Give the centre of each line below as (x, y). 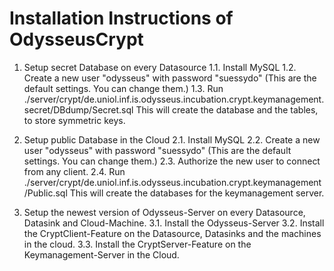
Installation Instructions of (121, 18)
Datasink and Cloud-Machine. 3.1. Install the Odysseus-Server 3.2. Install (174, 223)
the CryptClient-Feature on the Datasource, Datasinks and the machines (172, 233)
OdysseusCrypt (76, 39)
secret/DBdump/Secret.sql (78, 109)
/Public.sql (45, 193)
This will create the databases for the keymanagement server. (197, 193)
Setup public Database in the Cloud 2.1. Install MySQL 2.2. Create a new (172, 139)
